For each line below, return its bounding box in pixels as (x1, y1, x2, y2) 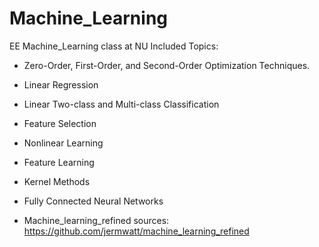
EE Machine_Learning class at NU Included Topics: (9, 40, 219, 52)
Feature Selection (23, 117, 97, 129)
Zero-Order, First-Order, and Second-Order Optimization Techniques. (23, 59, 311, 71)
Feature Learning (23, 156, 95, 168)
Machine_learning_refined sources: (23, 214, 170, 226)
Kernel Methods (23, 175, 91, 187)
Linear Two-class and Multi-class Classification (23, 98, 220, 110)
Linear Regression (23, 78, 99, 91)
